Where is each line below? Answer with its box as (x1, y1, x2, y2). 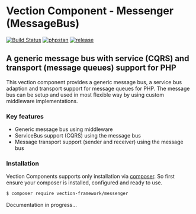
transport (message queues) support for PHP (6, 63, 176, 73)
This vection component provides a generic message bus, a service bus (6, 78, 182, 85)
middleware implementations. (6, 97, 78, 104)
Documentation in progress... (6, 202, 77, 209)
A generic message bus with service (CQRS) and (6, 53, 189, 63)
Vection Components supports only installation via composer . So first (6, 173, 175, 180)
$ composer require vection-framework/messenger (6, 191, 128, 197)
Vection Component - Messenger (6, 4, 173, 18)
